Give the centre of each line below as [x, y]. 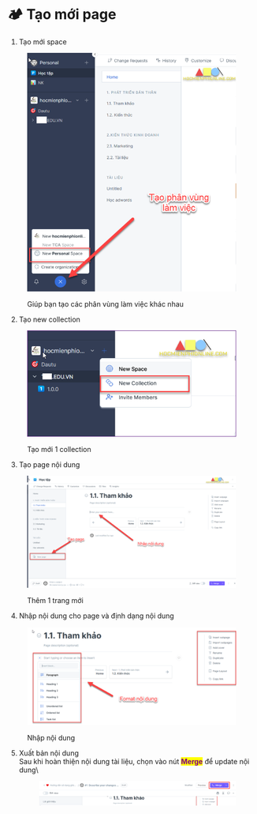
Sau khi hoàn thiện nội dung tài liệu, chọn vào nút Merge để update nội [134, 761]
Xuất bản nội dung [49, 753]
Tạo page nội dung [49, 464]
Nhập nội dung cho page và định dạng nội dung [96, 616]
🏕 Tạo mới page [62, 15]
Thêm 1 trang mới [55, 600]
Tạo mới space [43, 41]
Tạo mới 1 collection [59, 449]
